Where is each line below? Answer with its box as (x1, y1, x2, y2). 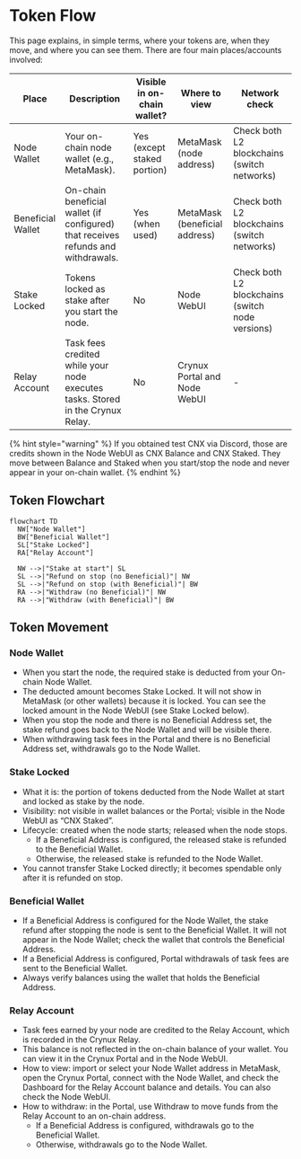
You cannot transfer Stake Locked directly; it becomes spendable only (21, 863, 282, 873)
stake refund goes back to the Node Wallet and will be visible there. (21, 724, 272, 735)
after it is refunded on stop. (21, 872, 124, 883)
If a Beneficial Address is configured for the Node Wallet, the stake (21, 916, 269, 926)
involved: (9, 54, 43, 65)
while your (64, 358, 109, 371)
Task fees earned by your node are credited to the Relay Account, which (21, 1025, 289, 1036)
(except (133, 141, 166, 154)
